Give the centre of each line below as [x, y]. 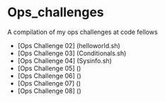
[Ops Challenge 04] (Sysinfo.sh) [64, 60]
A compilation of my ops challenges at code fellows [82, 32]
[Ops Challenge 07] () [49, 83]
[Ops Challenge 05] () [49, 68]
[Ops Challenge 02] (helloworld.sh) [69, 45]
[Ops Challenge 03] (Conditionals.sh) [72, 53]
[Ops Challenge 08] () [49, 91]
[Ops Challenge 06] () [49, 76]
